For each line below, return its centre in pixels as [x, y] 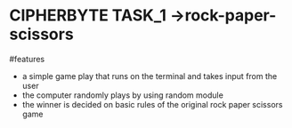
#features [27, 59]
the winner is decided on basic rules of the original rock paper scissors [152, 104]
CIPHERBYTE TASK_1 [88, 16]
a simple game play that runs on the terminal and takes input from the [150, 76]
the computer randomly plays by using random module [123, 95]
